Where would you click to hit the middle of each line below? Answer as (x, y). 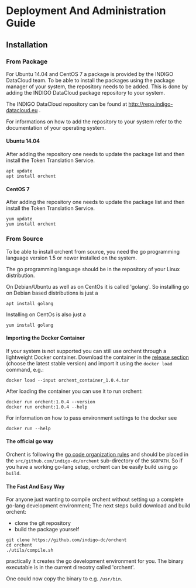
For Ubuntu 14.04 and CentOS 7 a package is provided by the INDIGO (90, 74)
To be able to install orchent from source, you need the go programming (93, 251)
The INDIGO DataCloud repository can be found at (67, 104)
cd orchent (19, 545)
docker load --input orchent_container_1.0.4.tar (68, 380)
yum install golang (30, 325)
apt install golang (30, 303)
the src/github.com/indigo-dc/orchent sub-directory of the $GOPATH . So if (94, 461)
